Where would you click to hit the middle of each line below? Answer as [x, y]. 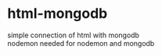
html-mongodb [58, 14]
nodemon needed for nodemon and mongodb [81, 43]
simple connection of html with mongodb [74, 35]
